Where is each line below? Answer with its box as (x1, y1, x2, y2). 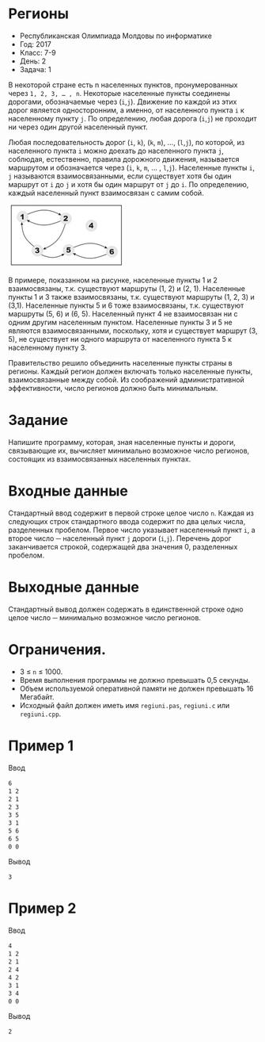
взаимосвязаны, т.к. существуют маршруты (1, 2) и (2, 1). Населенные (8, 283, 245, 293)
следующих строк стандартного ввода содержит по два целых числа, (8, 516, 246, 526)
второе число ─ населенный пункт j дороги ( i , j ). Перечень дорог (8, 533, 232, 543)
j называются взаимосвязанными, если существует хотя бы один (8, 171, 232, 181)
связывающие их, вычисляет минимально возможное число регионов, (8, 446, 250, 455)
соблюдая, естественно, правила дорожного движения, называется (8, 154, 240, 163)
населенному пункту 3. (8, 343, 87, 352)
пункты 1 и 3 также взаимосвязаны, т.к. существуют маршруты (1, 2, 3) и (8, 292, 255, 301)
